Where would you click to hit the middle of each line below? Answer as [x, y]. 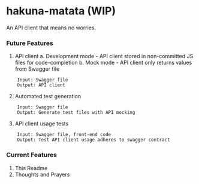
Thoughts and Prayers [42, 174]
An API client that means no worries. [51, 28]
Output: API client [41, 85]
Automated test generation [48, 96]
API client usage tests [42, 123]
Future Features [30, 43]
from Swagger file [37, 69]
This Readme [31, 168]
